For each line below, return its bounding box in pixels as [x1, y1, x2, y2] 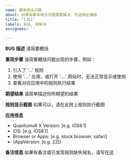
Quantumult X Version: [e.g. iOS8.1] [12, 123, 87, 129]
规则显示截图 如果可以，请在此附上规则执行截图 [5, 101, 105, 108]
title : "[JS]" [5, 17, 36, 22]
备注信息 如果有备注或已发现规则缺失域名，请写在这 [5, 149, 114, 155]
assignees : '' [5, 26, 36, 32]
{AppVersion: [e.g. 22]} [12, 139, 62, 145]
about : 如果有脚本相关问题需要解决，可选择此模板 [5, 12, 97, 17]
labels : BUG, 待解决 [5, 21, 47, 27]
